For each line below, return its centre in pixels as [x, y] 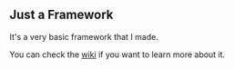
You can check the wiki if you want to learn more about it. [117, 54]
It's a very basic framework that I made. [84, 36]
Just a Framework [61, 15]
